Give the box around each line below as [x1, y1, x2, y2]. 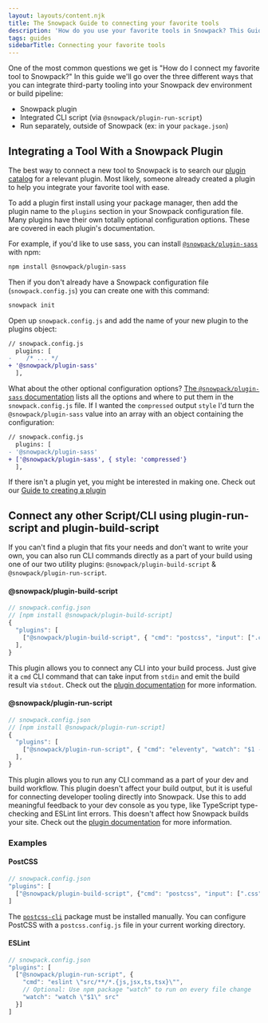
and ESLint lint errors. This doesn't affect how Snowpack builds [40, 808, 249, 819]
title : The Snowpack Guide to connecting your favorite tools [8, 19, 219, 27]
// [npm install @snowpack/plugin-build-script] [8, 612, 173, 620]
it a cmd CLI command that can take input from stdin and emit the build [8, 672, 240, 681]
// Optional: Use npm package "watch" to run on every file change [22, 985, 251, 994]
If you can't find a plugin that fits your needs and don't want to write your [8, 542, 249, 552]
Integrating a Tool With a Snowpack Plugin [8, 145, 223, 158]
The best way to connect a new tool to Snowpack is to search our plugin [8, 165, 246, 175]
